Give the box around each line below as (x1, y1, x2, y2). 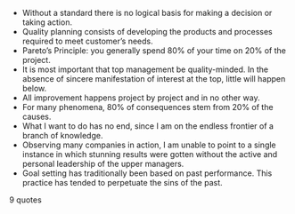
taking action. (21, 17, 73, 28)
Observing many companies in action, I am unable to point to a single (21, 139, 276, 150)
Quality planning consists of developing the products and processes (21, 27, 274, 36)
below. (21, 83, 47, 93)
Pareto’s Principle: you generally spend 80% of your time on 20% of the (21, 45, 287, 56)
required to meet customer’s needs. (21, 36, 153, 46)
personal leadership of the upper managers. (21, 159, 184, 169)
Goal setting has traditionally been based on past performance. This (21, 168, 273, 178)
